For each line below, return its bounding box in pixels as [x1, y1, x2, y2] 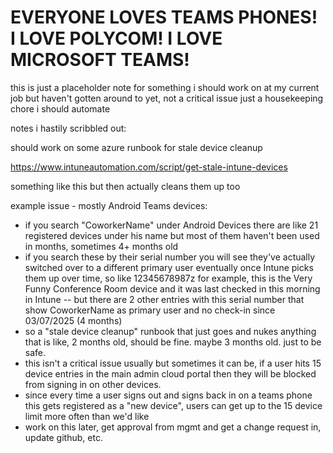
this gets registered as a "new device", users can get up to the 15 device [24, 399, 323, 411]
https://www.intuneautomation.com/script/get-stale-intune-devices [10, 161, 288, 173]
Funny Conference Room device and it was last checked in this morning [24, 282, 321, 295]
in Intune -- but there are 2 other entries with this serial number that [24, 293, 305, 305]
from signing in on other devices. [24, 378, 162, 390]
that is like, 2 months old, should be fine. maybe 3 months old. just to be [24, 336, 322, 348]
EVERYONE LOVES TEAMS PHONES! [10, 6, 318, 29]
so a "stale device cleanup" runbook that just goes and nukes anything [24, 325, 317, 337]
